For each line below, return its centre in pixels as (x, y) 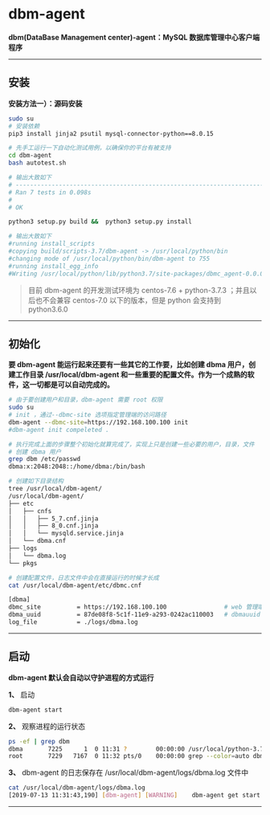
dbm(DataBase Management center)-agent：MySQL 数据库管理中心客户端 (134, 37)
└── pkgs (23, 563)
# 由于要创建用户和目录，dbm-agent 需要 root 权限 (86, 400)
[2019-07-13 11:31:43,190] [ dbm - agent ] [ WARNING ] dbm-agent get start (135, 796)
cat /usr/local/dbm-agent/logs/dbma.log (77, 788)
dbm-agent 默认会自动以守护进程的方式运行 (81, 677)
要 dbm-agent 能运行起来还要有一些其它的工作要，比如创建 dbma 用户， (129, 365)
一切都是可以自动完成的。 (72, 385)
